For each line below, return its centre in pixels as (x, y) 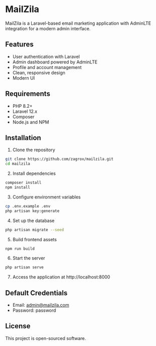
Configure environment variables (47, 197)
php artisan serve (24, 267)
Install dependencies (34, 174)
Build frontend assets (34, 239)
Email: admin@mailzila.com (41, 305)
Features (19, 45)
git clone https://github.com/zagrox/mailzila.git (59, 159)
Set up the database (33, 221)
